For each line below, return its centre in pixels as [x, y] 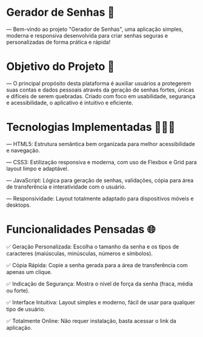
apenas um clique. [29, 272]
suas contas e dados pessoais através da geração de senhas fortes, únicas [100, 90]
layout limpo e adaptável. [38, 168]
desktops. [19, 205]
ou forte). [18, 290]
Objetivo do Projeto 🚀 [61, 67]
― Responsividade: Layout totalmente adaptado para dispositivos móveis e [100, 198]
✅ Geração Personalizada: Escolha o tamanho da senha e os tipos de [93, 246]
